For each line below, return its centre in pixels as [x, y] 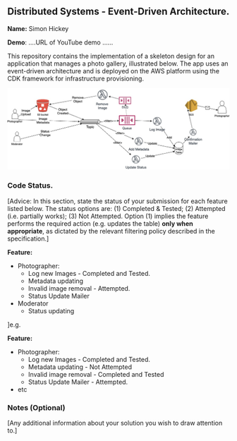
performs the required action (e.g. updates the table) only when [101, 223]
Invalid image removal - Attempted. [79, 288]
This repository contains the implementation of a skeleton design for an [111, 56]
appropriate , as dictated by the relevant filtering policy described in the [111, 231]
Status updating [51, 310]
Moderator [33, 303]
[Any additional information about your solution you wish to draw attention [115, 423]
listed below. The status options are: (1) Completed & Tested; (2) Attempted [116, 208]
